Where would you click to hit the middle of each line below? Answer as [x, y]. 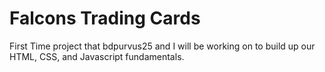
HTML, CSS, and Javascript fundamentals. [97, 56]
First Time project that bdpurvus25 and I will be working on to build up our [162, 46]
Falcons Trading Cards [105, 18]
